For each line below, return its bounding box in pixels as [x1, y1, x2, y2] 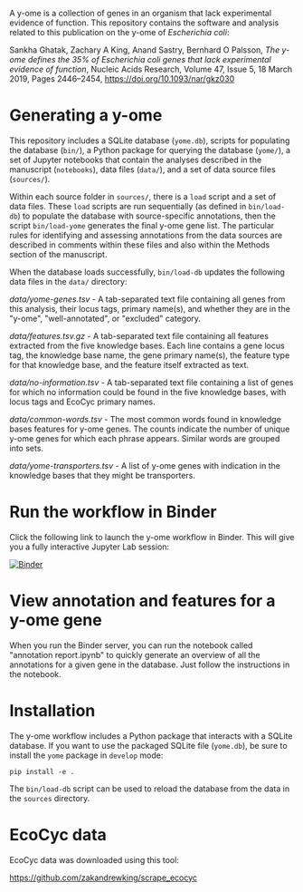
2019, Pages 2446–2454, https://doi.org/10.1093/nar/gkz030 [9, 73, 235, 84]
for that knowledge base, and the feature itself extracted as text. [9, 359, 250, 370]
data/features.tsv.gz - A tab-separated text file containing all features [9, 330, 270, 341]
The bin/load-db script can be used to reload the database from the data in [9, 783, 290, 794]
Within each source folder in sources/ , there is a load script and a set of [9, 190, 277, 202]
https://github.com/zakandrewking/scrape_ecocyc [9, 872, 197, 883]
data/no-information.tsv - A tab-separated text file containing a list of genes [9, 376, 294, 388]
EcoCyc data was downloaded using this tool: [9, 854, 179, 865]
